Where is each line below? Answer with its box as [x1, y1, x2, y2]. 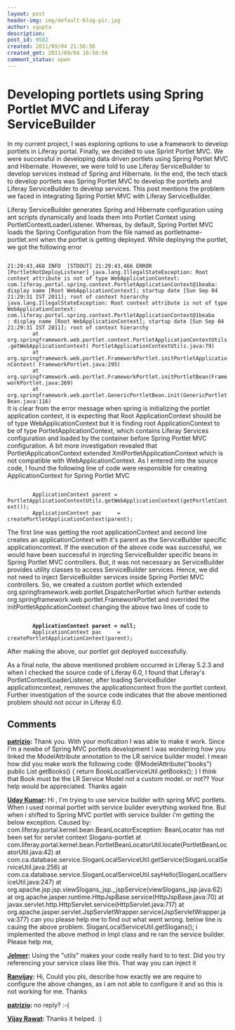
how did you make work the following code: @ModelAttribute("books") [7, 759, 212, 768]
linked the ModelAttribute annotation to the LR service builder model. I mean [7, 752, 228, 760]
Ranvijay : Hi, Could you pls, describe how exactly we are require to [7, 972, 202, 981]
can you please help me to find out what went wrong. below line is [30, 915, 222, 923]
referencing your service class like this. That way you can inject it [7, 958, 196, 967]
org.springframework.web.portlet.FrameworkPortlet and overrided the [7, 595, 210, 603]
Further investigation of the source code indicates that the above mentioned [7, 690, 227, 699]
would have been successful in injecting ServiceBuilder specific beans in [7, 550, 218, 559]
